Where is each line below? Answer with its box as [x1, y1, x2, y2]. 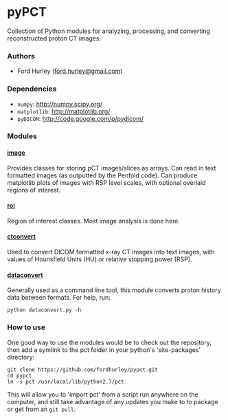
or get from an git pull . [7, 405, 76, 413]
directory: [7, 353, 35, 361]
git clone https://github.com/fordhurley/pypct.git [7, 366, 158, 373]
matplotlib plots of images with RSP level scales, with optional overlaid [7, 178, 206, 186]
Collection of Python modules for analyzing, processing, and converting [7, 27, 211, 35]
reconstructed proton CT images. [7, 34, 102, 42]
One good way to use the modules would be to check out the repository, [7, 338, 212, 346]
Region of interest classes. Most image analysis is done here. [7, 217, 181, 225]
